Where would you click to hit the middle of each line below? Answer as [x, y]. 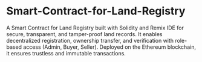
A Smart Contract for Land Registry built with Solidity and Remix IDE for [95, 28]
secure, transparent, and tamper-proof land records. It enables [84, 34]
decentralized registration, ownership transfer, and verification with [90, 40]
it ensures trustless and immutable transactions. [66, 53]
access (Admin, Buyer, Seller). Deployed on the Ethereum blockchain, [110, 47]
